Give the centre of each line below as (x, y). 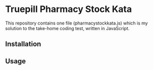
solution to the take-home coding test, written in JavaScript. (67, 28)
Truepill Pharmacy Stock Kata (69, 9)
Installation (23, 44)
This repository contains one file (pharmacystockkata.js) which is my (76, 23)
